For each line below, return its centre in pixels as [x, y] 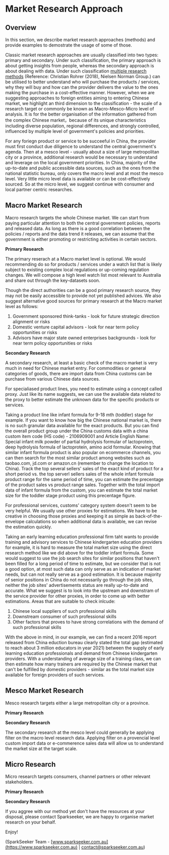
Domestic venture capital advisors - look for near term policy [76, 327]
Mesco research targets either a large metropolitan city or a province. [77, 703]
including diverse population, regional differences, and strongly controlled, [83, 126]
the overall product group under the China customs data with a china [77, 431]
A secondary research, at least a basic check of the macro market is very [81, 362]
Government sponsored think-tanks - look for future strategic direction [86, 316]
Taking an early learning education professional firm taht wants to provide [82, 536]
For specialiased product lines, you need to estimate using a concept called [84, 389]
